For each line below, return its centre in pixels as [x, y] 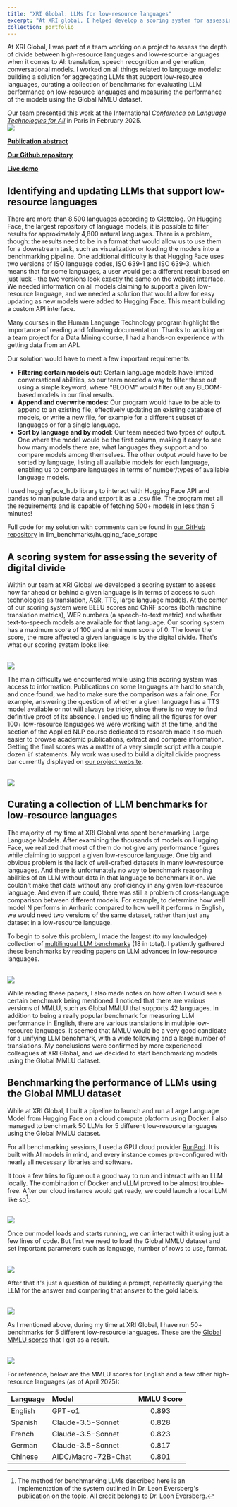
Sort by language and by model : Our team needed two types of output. [121, 432]
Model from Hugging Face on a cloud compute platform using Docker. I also [117, 1118]
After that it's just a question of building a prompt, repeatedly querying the [115, 1283]
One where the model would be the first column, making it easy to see [120, 440]
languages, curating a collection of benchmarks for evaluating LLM [105, 85]
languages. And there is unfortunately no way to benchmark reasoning [110, 870]
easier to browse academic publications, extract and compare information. [116, 739]
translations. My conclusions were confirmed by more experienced [105, 1046]
